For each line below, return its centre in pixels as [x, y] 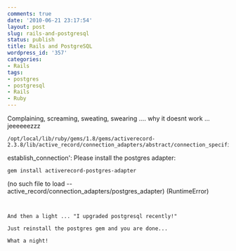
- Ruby [17, 99]
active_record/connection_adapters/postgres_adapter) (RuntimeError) [108, 191]
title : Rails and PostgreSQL [50, 46]
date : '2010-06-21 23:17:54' [50, 20]
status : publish [31, 40]
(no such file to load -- [40, 184]
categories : [25, 60]
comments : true [29, 14]
